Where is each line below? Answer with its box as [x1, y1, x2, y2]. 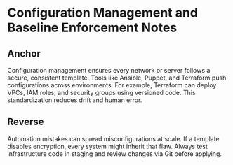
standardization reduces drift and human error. [7, 96, 142, 104]
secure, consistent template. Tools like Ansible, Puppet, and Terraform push [7, 73, 227, 82]
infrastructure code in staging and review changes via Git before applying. [7, 149, 222, 158]
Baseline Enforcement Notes [7, 20, 178, 36]
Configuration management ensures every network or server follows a [7, 66, 211, 74]
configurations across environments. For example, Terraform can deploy [7, 81, 217, 89]
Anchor [7, 48, 41, 59]
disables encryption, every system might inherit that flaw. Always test [7, 142, 208, 150]
